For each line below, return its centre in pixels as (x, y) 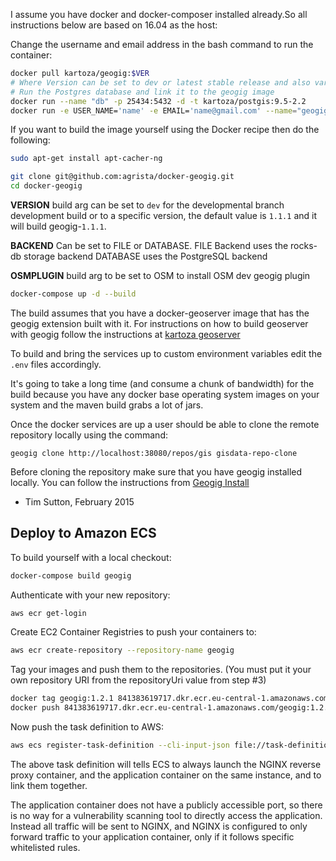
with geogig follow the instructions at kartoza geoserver (125, 334)
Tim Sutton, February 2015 (79, 501)
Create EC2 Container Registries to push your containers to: (133, 632)
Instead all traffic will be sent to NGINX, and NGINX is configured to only (159, 826)
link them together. (49, 785)
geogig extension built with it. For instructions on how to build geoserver (159, 323)
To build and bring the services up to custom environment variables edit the (166, 353)
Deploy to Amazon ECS (83, 533)
